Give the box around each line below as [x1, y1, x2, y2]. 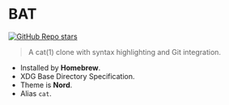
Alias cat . [19, 88, 52, 98]
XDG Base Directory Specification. [19, 71, 135, 81]
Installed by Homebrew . [19, 62, 101, 73]
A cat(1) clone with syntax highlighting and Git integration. [28, 47, 221, 57]
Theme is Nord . [19, 80, 73, 90]
